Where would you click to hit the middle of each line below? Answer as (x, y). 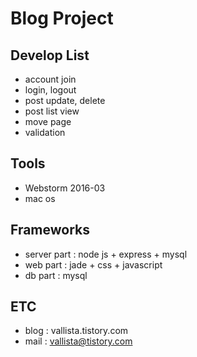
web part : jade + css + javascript (93, 264)
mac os (40, 198)
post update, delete (65, 100)
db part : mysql (56, 275)
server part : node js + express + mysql (106, 254)
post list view (52, 111)
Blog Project (62, 18)
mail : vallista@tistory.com (78, 341)
